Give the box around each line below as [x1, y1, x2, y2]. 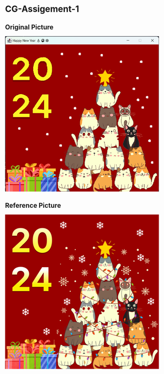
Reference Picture [5, 201, 61, 209]
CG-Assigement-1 [5, 3, 80, 15]
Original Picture [5, 23, 54, 31]
